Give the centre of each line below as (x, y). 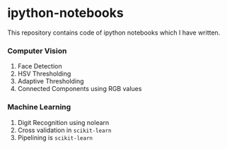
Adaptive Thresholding (51, 81)
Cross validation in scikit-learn (64, 130)
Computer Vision (37, 51)
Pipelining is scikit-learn (55, 137)
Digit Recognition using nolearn (63, 122)
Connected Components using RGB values (80, 89)
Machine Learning (39, 107)
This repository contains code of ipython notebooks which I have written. (114, 32)
